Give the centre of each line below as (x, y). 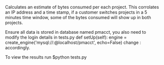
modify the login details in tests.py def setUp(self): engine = (66, 37)
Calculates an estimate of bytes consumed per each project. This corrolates (82, 7)
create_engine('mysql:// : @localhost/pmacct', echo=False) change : (73, 43)
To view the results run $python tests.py (46, 57)
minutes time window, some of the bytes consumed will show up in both (78, 17)
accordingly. (18, 48)
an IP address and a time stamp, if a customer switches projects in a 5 (76, 12)
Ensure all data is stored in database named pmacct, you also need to (76, 32)
